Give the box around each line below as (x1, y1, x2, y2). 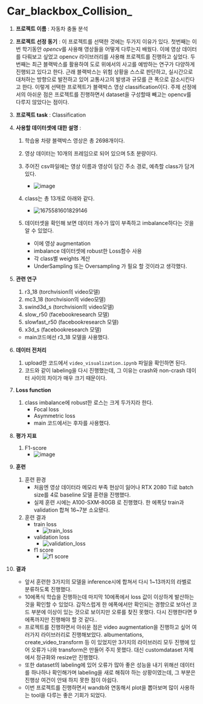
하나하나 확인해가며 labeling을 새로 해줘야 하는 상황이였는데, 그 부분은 (31, 668, 196, 676)
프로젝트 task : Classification (15, 111, 86, 119)
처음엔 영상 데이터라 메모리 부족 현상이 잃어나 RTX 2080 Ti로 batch (33, 483, 194, 491)
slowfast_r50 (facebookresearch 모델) (24, 318, 119, 325)
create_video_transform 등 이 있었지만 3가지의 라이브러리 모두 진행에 (24, 638, 190, 645)
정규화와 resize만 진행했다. (36, 653, 100, 660)
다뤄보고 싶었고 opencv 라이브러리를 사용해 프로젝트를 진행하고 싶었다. (22, 53, 189, 60)
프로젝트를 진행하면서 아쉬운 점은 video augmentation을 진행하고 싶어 (24, 623, 191, 630)
